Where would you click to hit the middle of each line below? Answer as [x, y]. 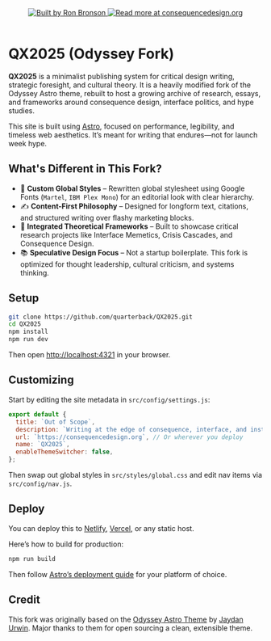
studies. [21, 110]
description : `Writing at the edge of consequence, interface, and [131, 429]
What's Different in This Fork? [85, 169]
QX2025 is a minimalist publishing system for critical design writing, [122, 76]
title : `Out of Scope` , [55, 422]
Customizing [41, 380]
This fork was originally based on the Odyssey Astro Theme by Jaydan [126, 619]
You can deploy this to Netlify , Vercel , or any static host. [102, 528]
